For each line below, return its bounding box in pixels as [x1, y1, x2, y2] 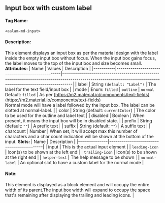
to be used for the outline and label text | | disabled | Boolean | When [5, 113, 145, 118]
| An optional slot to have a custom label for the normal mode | [17, 159, 144, 165]
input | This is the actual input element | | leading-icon [48, 144, 159, 149]
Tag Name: [5, 17, 28, 24]
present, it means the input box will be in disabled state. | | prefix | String [5, 117, 153, 123]
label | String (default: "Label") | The [78, 81, 157, 87]
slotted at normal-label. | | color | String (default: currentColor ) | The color [5, 107, 156, 113]
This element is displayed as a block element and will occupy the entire [5, 182, 150, 187]
